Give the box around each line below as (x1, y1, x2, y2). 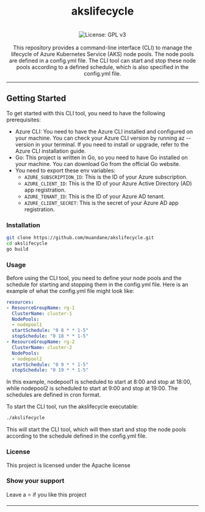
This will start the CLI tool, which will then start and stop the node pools (6, 426, 186, 433)
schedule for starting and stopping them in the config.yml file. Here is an (6, 281, 189, 288)
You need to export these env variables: (15, 167, 116, 174)
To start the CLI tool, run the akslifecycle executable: (6, 403, 139, 410)
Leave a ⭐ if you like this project (6, 491, 87, 498)
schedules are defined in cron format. (6, 391, 101, 398)
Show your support (6, 477, 65, 485)
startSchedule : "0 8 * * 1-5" (12, 328, 88, 334)
